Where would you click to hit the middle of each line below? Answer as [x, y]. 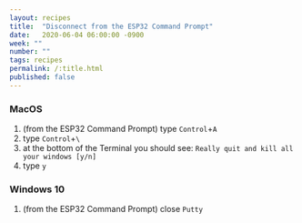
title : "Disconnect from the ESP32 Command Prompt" [111, 26]
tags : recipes [36, 60]
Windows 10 [37, 189]
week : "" [26, 43]
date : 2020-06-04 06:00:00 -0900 [77, 35]
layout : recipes [40, 18]
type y [35, 166]
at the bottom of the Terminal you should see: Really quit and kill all [158, 148]
